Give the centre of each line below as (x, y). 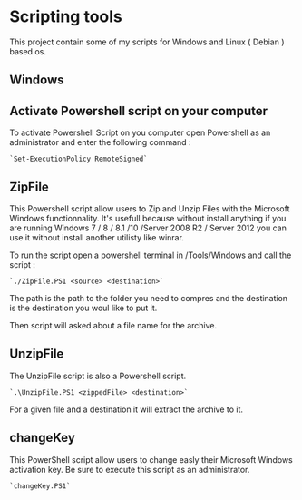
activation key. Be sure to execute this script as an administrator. (130, 469)
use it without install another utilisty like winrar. (97, 237)
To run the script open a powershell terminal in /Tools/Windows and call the (151, 255)
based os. (28, 51)
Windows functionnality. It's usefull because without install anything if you (148, 218)
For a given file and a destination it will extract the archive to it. (126, 409)
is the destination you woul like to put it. (83, 308)
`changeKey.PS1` (40, 486)
